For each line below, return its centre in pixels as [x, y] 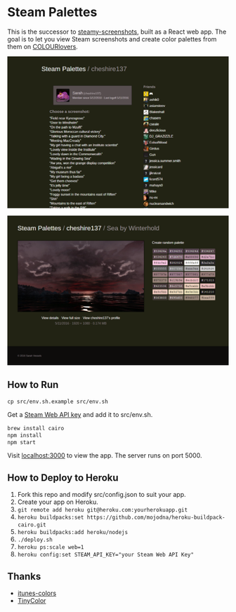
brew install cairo [36, 429]
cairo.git [32, 525]
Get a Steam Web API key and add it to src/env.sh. [80, 415]
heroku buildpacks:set [51, 518]
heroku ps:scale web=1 [51, 547]
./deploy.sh [35, 540]
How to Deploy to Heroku [63, 478]
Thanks [24, 576]
